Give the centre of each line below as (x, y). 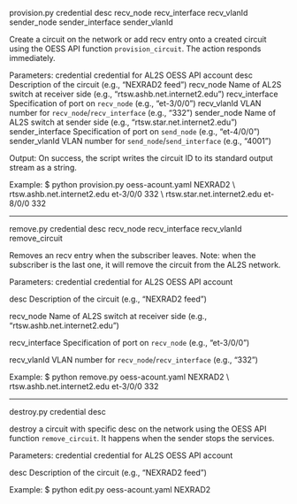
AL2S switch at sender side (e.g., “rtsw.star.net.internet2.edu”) (123, 122)
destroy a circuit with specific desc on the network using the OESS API (138, 429)
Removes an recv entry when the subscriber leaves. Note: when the (133, 255)
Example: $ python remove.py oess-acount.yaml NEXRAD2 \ (119, 377)
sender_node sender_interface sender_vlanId (91, 22)
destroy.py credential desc (57, 412)
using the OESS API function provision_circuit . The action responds (135, 49)
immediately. (32, 58)
